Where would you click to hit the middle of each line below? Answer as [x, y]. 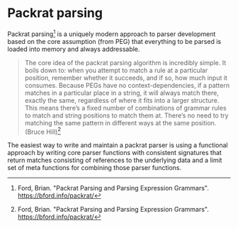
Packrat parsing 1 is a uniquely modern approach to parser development [112, 33]
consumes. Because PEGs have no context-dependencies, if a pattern [127, 85]
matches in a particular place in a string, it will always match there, [122, 93]
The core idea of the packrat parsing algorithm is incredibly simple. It [125, 62]
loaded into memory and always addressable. [74, 49]
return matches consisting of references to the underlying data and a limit [115, 160]
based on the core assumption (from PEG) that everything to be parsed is [114, 41]
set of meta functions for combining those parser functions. [95, 168]
